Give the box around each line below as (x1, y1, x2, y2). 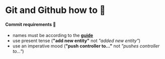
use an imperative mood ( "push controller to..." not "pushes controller (12, 43, 160, 49)
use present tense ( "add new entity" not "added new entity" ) (12, 37, 141, 44)
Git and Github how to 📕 (5, 4, 106, 16)
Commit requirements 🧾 (5, 21, 56, 27)
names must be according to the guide (12, 32, 94, 38)
